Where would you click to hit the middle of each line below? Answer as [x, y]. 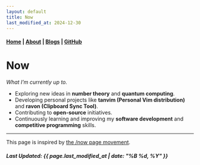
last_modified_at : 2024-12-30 [44, 23]
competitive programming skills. [55, 125]
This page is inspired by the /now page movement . [68, 142]
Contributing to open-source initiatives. [63, 112]
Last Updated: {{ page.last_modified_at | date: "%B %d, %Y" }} [87, 156]
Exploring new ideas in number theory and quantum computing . [95, 93]
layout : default [26, 12]
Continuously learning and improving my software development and [99, 119]
